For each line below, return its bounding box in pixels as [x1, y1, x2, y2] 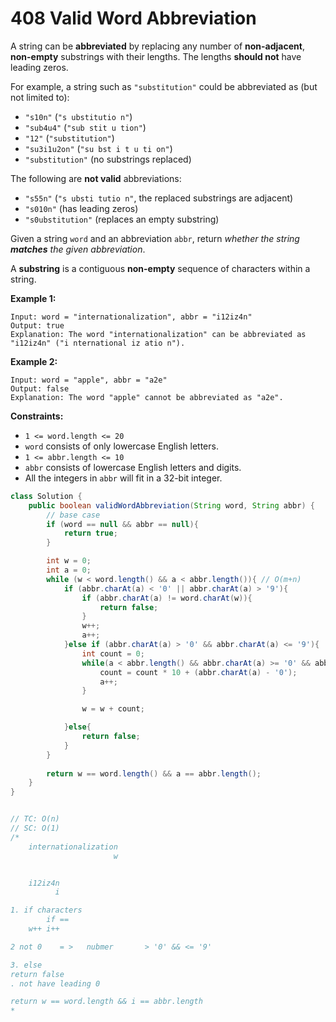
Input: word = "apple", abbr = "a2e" [10, 375, 168, 385]
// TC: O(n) [10, 814, 60, 824]
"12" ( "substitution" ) [24, 132, 115, 144]
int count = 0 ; [81, 648, 145, 659]
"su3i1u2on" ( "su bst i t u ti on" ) [24, 142, 173, 154]
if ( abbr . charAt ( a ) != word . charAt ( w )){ [81, 593, 253, 603]
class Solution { [10, 491, 83, 501]
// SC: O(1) [10, 823, 60, 834]
